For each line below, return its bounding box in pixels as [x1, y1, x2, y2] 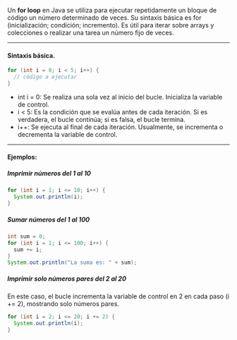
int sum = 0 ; [7, 233, 46, 240]
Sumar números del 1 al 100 [7, 215, 90, 224]
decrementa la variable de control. [17, 130, 118, 138]
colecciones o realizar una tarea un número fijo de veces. [7, 28, 174, 37]
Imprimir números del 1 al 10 [7, 169, 92, 178]
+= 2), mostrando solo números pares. [7, 300, 120, 308]
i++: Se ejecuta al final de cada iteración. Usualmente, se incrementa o [17, 123, 224, 131]
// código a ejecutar [13, 73, 78, 80]
